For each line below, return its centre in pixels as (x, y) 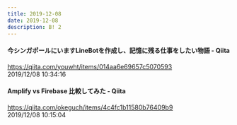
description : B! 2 (34, 27)
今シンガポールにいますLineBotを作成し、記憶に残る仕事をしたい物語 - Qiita (118, 50)
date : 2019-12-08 (33, 20)
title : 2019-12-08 (34, 14)
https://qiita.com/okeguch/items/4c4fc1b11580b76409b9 (90, 107)
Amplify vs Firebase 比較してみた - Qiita (67, 91)
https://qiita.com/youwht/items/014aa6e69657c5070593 (90, 66)
